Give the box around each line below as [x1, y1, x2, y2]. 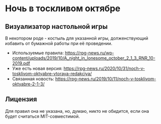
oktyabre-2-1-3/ [12, 81, 45, 87]
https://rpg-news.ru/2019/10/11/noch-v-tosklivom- [55, 76, 157, 82]
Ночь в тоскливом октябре [5, 3, 121, 14]
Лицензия [5, 95, 37, 103]
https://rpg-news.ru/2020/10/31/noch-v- [63, 65, 145, 71]
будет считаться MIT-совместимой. [5, 113, 80, 119]
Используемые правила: [12, 50, 64, 56]
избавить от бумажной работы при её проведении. [5, 41, 113, 46]
